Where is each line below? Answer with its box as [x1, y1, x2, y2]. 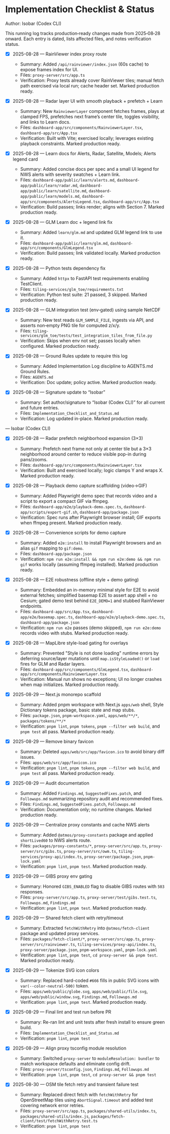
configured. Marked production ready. [20, 343, 100, 349]
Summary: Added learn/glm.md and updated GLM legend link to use [20, 229, 162, 235]
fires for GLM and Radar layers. [20, 661, 86, 667]
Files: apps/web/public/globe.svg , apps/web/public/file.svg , [20, 988, 148, 995]
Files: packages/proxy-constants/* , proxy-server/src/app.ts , [20, 843, 148, 849]
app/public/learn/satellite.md [20, 189, 87, 194]
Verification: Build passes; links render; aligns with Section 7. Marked [20, 204, 164, 210]
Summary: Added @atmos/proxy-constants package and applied [20, 832, 153, 838]
